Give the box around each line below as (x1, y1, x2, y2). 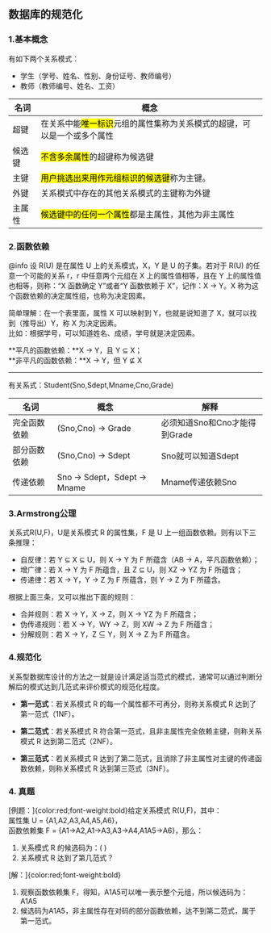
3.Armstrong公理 (8, 508, 77, 519)
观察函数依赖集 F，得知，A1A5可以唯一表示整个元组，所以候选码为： (19, 887, 248, 897)
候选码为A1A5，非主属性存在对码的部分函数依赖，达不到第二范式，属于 (19, 906, 256, 915)
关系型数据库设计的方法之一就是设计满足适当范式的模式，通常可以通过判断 (8, 672, 256, 681)
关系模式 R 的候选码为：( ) (19, 843, 107, 852)
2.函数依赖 (8, 241, 50, 252)
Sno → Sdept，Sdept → (56, 471, 148, 483)
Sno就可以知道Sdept (161, 450, 240, 462)
